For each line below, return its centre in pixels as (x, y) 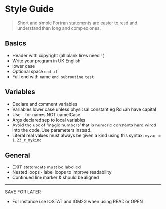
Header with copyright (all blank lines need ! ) (59, 55)
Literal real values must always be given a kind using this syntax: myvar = (86, 135)
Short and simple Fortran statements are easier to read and (77, 23)
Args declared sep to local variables (49, 120)
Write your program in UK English (46, 61)
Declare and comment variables (45, 104)
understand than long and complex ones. (59, 28)
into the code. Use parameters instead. (52, 130)
